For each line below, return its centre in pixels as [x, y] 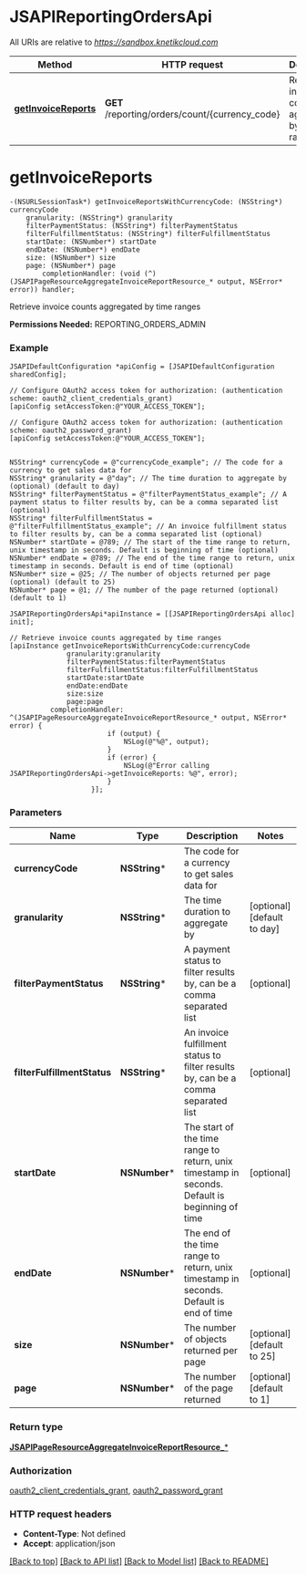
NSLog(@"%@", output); [166, 742]
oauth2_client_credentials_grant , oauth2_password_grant [116, 1491]
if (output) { [134, 734]
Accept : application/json [69, 1544]
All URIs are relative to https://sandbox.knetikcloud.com [114, 42]
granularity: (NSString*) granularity [99, 218]
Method [55, 64]
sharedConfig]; [38, 375]
